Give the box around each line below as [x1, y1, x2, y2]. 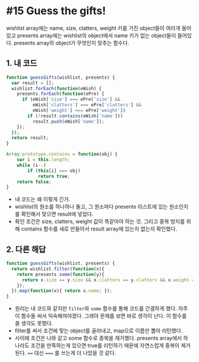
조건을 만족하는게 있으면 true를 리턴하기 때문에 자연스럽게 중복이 [30, 342, 179, 349]
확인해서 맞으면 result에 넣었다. [21, 210, 94, 217]
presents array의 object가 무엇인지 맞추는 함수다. [14, 39, 129, 46]
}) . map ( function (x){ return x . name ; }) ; [11, 288, 113, 294]
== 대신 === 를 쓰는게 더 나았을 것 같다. [27, 350, 117, 357]
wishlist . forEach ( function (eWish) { [11, 85, 102, 91]
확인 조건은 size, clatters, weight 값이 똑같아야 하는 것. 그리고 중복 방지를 [14, 218, 185, 225]
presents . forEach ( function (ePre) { [17, 91, 105, 97]
